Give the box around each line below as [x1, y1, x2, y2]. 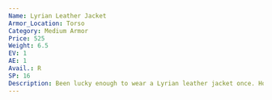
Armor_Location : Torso [8, 19, 85, 27]
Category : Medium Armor [8, 27, 89, 35]
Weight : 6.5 [8, 42, 49, 50]
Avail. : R [8, 65, 42, 73]
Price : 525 [8, 34, 45, 43]
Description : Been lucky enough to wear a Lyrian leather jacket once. [8, 79, 255, 87]
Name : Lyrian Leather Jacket [8, 11, 107, 20]
